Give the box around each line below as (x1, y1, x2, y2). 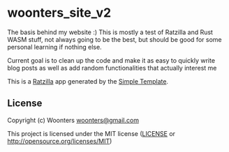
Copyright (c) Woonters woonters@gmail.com (7, 116, 140, 124)
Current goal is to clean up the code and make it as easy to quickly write (7, 56, 215, 64)
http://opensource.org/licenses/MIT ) (7, 137, 112, 145)
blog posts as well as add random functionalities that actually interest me (7, 63, 217, 72)
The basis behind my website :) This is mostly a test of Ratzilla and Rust (7, 28, 213, 36)
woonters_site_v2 (7, 5, 112, 21)
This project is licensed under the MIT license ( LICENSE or (7, 129, 176, 137)
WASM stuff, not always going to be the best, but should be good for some (7, 35, 222, 43)
